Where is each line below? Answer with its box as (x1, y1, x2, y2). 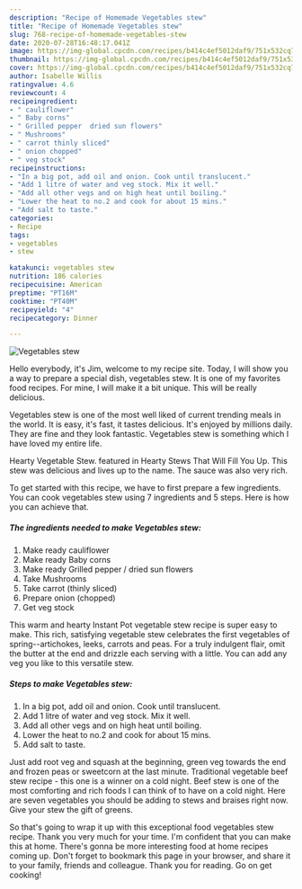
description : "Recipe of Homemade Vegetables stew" (9, 13, 207, 22)
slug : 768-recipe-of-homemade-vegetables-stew (9, 30, 187, 39)
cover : (9, 64, 34, 73)
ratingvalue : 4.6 (9, 80, 75, 89)
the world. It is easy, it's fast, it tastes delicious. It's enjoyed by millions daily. (9, 419, 293, 430)
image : (9, 47, 34, 56)
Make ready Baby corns (22, 555, 111, 565)
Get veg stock (22, 602, 75, 613)
